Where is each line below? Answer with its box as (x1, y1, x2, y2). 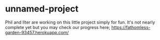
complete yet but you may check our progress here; (5, 24, 111, 30)
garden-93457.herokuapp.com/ (5, 29, 69, 35)
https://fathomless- (111, 24, 151, 30)
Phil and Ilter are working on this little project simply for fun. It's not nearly (5, 19, 155, 25)
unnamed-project (5, 3, 79, 14)
